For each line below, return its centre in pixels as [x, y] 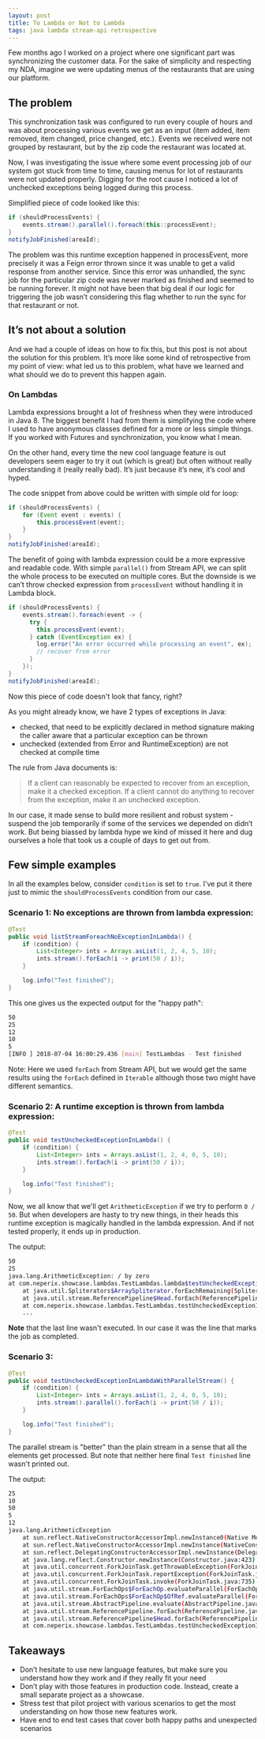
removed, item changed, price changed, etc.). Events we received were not [130, 138]
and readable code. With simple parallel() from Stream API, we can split [127, 568]
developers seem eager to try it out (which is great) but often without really [130, 460]
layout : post [30, 15]
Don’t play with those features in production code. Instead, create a [129, 1687]
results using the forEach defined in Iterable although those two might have [132, 1078]
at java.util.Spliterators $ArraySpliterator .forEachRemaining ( [129, 1290]
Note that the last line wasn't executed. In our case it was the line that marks [132, 1328]
